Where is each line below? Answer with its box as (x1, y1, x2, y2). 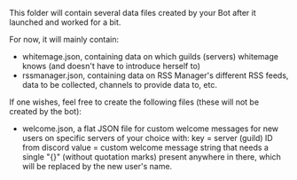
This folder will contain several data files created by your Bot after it (9, 8, 257, 18)
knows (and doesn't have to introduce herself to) (21, 61, 201, 71)
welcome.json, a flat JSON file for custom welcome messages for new (21, 123, 279, 134)
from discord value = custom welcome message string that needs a (21, 142, 269, 153)
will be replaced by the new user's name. (21, 161, 173, 171)
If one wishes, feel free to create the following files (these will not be (9, 97, 260, 107)
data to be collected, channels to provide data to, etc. (21, 80, 217, 90)
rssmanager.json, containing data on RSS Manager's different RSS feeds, (21, 70, 289, 81)
